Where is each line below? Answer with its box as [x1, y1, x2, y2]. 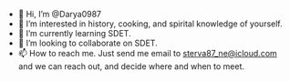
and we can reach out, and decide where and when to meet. [17, 61, 244, 72]
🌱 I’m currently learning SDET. [17, 28, 131, 38]
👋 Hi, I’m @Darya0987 [17, 9, 102, 19]
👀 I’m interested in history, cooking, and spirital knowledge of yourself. [17, 18, 283, 29]
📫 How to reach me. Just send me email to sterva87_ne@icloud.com [17, 48, 278, 58]
